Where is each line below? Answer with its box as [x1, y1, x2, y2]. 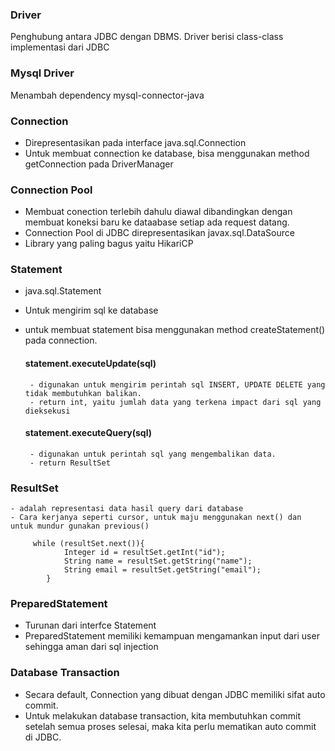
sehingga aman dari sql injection [24, 641, 159, 653]
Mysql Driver [10, 66, 75, 80]
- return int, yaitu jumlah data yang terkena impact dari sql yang [29, 397, 322, 407]
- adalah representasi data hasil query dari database [10, 504, 244, 514]
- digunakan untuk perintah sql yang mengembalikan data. [29, 449, 277, 459]
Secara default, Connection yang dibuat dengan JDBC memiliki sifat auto [24, 688, 326, 700]
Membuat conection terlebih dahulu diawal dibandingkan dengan [24, 206, 293, 218]
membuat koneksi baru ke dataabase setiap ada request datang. [24, 216, 290, 228]
